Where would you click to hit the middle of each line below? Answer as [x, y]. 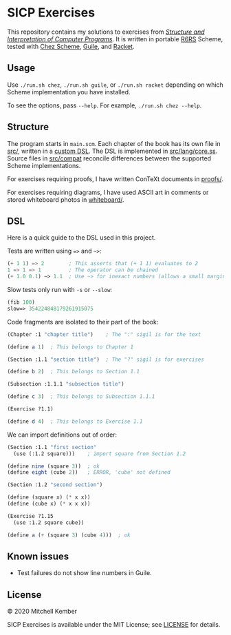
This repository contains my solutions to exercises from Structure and [106, 32]
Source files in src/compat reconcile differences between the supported [109, 158]
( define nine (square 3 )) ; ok [53, 466]
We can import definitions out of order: [62, 435]
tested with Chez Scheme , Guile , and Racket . [71, 46]
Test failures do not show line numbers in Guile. [85, 573]
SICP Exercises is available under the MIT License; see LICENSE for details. [114, 625]
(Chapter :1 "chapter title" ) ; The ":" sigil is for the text [104, 334]
